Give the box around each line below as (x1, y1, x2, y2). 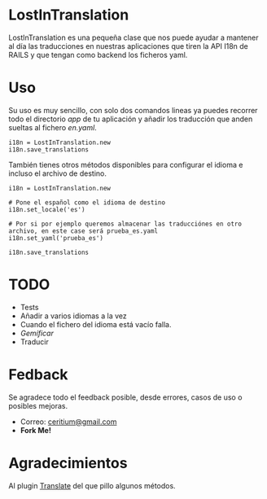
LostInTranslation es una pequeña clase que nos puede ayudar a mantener (8, 33, 259, 42)
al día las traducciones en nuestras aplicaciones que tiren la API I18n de (8, 41, 248, 50)
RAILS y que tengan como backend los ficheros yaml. (8, 50, 188, 59)
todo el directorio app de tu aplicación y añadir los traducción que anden (8, 114, 253, 124)
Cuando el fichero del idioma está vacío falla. (20, 319, 172, 329)
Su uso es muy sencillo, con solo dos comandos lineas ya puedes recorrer (8, 105, 258, 115)
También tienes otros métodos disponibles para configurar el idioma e (8, 160, 243, 169)
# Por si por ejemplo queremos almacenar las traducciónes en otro (8, 220, 243, 228)
